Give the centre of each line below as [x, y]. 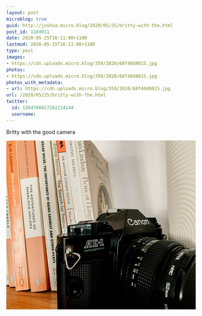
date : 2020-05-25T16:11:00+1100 [47, 38]
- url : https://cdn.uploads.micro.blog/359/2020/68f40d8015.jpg [88, 89]
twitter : [17, 102]
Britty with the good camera [41, 132]
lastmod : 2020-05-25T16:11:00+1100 [51, 44]
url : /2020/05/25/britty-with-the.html [56, 95]
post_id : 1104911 [28, 32]
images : [16, 57]
